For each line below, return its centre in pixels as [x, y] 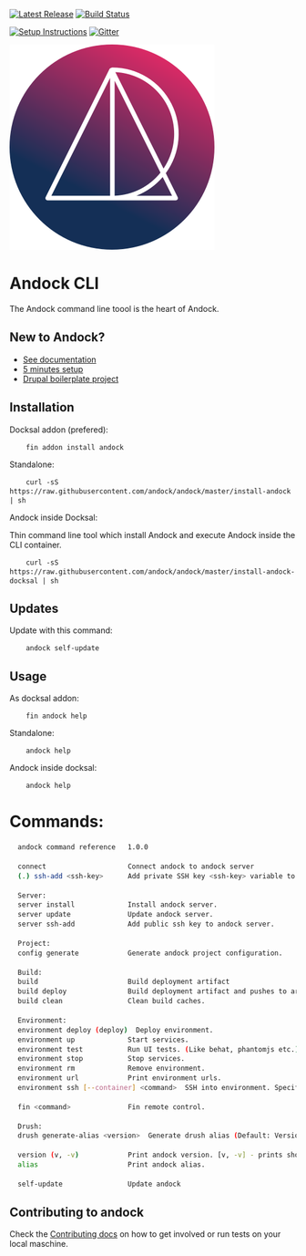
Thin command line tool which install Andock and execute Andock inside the [153, 535]
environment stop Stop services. [101, 1059]
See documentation [60, 359]
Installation [42, 407]
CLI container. [36, 545]
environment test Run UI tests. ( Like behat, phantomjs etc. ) [158, 1049]
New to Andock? [57, 337]
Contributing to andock [76, 1213]
